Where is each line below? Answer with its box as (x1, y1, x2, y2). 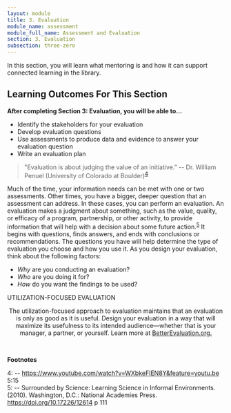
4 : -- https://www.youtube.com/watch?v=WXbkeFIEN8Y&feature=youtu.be (7, 369, 219, 377)
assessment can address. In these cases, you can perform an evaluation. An (7, 200, 224, 208)
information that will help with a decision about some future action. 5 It (7, 222, 205, 231)
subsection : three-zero (7, 42, 76, 49)
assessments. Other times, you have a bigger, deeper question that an (7, 192, 207, 200)
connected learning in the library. (7, 68, 101, 77)
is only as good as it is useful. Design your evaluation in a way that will (16, 314, 216, 323)
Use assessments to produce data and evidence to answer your (17, 135, 199, 143)
